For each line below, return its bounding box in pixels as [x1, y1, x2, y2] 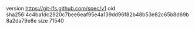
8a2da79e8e [6, 17, 37, 24]
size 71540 [38, 17, 65, 24]
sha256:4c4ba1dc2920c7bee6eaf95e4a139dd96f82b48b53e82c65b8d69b [6, 11, 190, 18]
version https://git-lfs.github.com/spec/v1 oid [6, 5, 116, 12]
